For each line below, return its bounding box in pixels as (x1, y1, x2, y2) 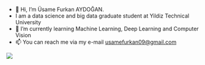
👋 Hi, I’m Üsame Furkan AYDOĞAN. (15, 6, 104, 13)
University (15, 19, 42, 26)
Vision (15, 32, 32, 39)
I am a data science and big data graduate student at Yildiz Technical (15, 12, 190, 19)
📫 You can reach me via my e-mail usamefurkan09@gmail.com (15, 38, 177, 46)
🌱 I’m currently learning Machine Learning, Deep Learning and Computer (15, 25, 199, 32)
